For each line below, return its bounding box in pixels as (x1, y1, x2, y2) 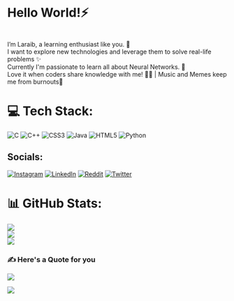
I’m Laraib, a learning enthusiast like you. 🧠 (7, 40, 131, 48)
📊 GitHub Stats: (7, 195, 103, 211)
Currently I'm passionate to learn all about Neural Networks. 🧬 (7, 63, 186, 71)
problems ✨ (7, 54, 42, 63)
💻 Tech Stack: (7, 103, 94, 119)
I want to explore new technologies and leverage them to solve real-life (7, 47, 212, 56)
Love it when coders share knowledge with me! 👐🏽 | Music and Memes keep (7, 70, 227, 78)
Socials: (7, 151, 43, 163)
